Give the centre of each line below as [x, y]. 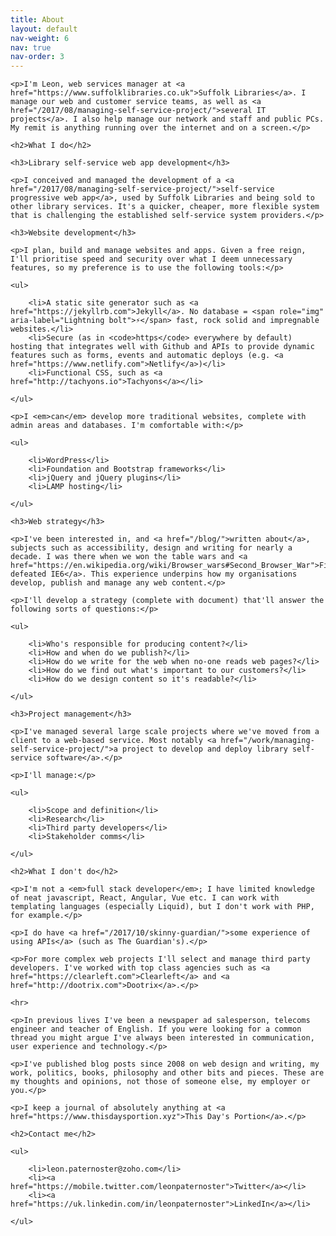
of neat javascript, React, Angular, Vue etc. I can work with [145, 898]
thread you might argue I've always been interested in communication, [162, 1038]
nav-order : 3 [37, 57]
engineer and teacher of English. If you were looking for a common [156, 1029]
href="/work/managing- [267, 741]
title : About [37, 19]
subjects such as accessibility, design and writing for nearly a [151, 548]
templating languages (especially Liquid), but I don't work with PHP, [162, 907]
